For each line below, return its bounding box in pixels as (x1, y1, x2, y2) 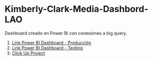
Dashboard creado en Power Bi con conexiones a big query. (4, 30, 127, 36)
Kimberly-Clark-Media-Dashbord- (4, 3, 149, 15)
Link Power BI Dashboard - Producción (11, 39, 92, 45)
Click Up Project (11, 50, 45, 56)
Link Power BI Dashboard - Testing (11, 45, 83, 51)
